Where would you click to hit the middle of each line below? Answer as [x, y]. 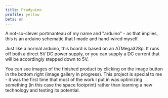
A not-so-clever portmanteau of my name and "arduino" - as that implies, [82, 34]
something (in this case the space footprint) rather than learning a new [79, 85]
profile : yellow [22, 15]
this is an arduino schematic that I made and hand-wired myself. [72, 39]
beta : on [14, 19]
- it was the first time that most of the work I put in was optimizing [74, 80]
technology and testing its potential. [43, 90]
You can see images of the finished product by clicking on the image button [84, 69]
